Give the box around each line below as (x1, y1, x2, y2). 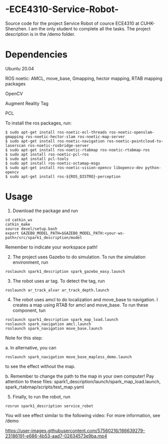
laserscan (5, 143, 26, 148)
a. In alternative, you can (5, 344, 57, 350)
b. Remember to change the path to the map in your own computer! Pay (5, 373, 154, 379)
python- (145, 165, 161, 170)
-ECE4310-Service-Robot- (5, 4, 119, 15)
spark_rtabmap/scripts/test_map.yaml (5, 384, 84, 390)
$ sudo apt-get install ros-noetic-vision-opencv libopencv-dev (5, 165, 143, 170)
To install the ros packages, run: (5, 120, 72, 126)
